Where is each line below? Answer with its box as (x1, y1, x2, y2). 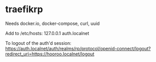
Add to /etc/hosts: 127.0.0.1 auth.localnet (5, 30, 90, 36)
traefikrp (5, 4, 43, 15)
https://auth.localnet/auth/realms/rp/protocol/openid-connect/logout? (5, 45, 151, 51)
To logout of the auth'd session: (5, 40, 72, 46)
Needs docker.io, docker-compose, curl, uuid (5, 20, 100, 26)
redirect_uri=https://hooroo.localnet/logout (5, 51, 95, 57)
